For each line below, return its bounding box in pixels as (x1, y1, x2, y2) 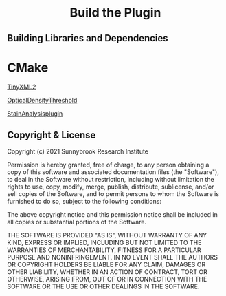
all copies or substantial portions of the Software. (7, 218, 146, 226)
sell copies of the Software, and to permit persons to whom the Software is (7, 190, 220, 198)
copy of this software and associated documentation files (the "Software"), (7, 168, 220, 176)
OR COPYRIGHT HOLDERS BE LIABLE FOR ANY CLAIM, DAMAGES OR (7, 260, 206, 269)
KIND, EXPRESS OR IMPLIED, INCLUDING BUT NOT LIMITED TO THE (7, 239, 202, 247)
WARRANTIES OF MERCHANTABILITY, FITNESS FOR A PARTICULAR (7, 246, 201, 254)
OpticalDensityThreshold (7, 96, 78, 104)
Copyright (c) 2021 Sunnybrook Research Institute (7, 147, 149, 156)
